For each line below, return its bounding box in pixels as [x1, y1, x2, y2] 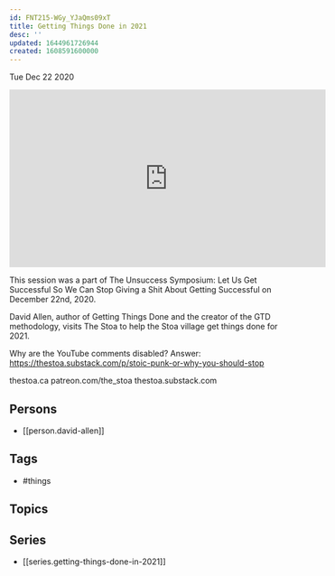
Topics [9, 502, 49, 517]
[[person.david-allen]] [22, 425, 105, 436]
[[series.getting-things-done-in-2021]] [22, 556, 166, 567]
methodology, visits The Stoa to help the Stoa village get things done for [9, 321, 278, 332]
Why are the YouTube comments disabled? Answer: [9, 348, 201, 359]
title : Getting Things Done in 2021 [9, 22, 147, 31]
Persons [9, 401, 57, 416]
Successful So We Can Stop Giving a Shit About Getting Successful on [9, 284, 272, 295]
